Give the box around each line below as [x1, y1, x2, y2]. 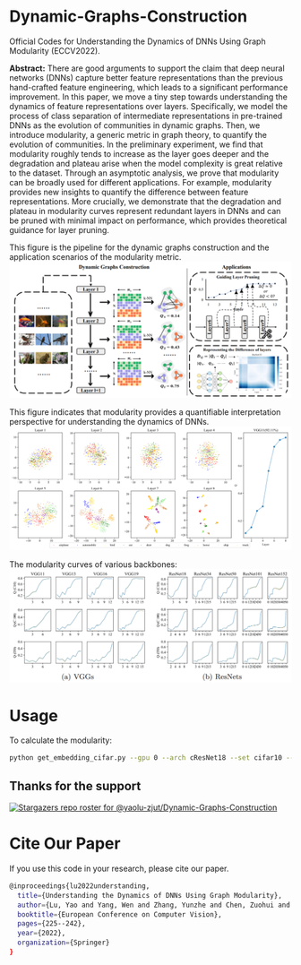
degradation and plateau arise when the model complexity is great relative [9, 158, 284, 168]
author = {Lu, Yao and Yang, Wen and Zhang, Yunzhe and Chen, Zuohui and [17, 900, 291, 909]
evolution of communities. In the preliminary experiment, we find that [9, 139, 263, 150]
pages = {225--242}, [17, 919, 87, 928]
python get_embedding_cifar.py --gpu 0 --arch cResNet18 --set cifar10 [9, 754, 282, 763]
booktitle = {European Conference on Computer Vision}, [17, 909, 222, 919]
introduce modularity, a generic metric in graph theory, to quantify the [9, 129, 267, 140]
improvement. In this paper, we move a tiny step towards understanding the [9, 91, 288, 102]
